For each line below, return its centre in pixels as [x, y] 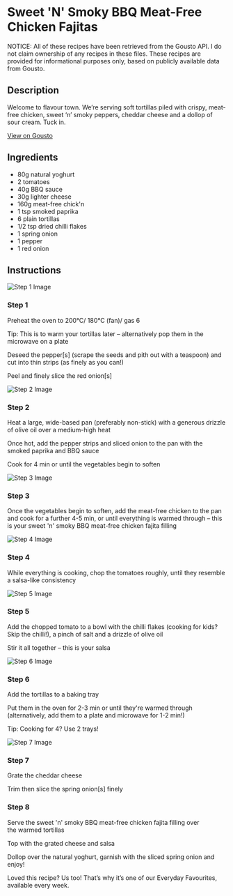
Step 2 [18, 407]
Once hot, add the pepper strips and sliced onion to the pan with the [105, 443]
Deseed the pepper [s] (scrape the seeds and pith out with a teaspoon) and [114, 355]
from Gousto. [26, 68]
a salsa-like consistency [42, 580]
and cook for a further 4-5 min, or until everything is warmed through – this [115, 518]
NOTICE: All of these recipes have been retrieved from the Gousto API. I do [114, 46]
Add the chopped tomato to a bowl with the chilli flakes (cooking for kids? [112, 627]
